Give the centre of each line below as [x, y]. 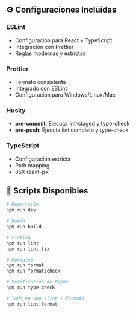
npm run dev [21, 210]
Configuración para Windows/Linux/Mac [65, 95]
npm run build [24, 227]
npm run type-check [31, 288]
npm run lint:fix [28, 249]
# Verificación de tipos [37, 282]
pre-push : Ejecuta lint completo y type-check [72, 130]
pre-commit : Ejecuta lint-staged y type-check [72, 124]
